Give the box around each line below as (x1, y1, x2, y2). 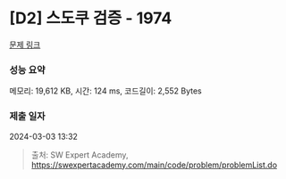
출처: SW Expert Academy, (30, 149, 129, 160)
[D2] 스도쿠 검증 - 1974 (9, 8, 172, 28)
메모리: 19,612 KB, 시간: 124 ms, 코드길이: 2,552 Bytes (9, 85, 203, 96)
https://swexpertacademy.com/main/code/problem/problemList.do (30, 159, 278, 170)
